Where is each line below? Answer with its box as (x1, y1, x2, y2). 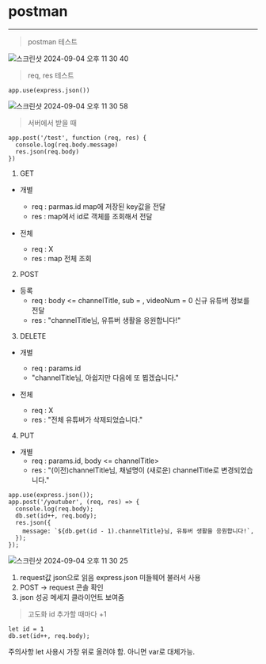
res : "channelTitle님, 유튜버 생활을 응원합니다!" (31, 315, 181, 324)
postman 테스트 (27, 36, 78, 46)
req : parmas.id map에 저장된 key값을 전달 (31, 201, 166, 211)
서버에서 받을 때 (27, 118, 77, 127)
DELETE (19, 331, 47, 340)
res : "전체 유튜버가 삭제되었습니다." (31, 415, 143, 424)
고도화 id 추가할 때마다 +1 (27, 609, 107, 619)
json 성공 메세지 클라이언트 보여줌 (19, 592, 125, 601)
